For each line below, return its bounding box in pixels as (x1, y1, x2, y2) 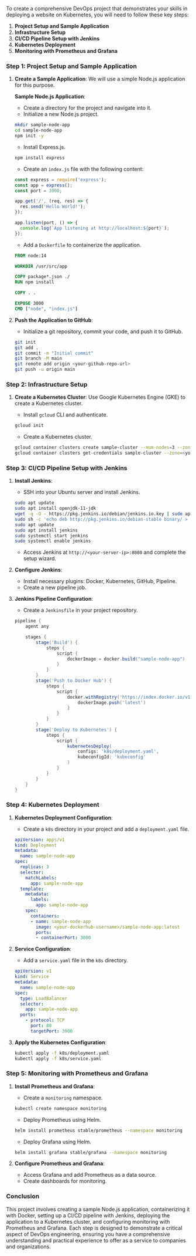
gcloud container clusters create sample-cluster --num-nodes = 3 (14, 445, 175, 451)
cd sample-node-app (14, 127, 63, 134)
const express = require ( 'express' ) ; (14, 177, 107, 182)
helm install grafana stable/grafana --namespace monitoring (14, 1149, 167, 1155)
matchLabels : (25, 875, 57, 881)
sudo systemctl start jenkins (14, 533, 89, 539)
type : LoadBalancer (20, 996, 68, 1001)
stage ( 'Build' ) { (36, 639, 78, 645)
